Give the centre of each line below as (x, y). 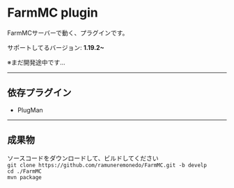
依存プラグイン (39, 93)
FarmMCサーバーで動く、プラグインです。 (68, 33)
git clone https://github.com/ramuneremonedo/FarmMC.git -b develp (107, 165)
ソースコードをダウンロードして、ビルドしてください (83, 158)
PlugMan (30, 110)
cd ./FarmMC (24, 171)
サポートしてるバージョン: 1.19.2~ (56, 47)
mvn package (24, 177)
